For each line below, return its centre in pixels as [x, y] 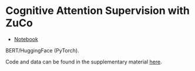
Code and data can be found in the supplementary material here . [84, 62]
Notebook [26, 39]
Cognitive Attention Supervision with [98, 11]
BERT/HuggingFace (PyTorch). [43, 50]
